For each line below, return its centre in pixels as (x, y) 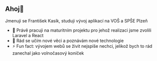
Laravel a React (28, 35)
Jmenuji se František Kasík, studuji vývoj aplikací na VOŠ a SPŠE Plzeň (77, 20)
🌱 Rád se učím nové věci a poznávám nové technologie (68, 41)
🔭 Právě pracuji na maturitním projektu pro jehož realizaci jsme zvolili (82, 30)
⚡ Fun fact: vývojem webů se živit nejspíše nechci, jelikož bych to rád (82, 46)
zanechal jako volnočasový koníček (48, 53)
